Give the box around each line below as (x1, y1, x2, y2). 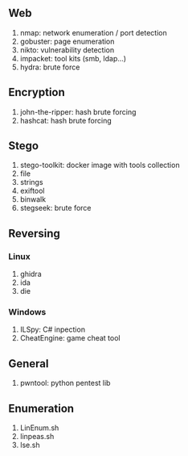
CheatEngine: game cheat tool (19, 333, 121, 343)
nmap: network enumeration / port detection (19, 27, 167, 37)
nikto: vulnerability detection (19, 44, 115, 55)
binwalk (19, 195, 47, 204)
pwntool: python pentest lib (19, 379, 111, 388)
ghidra (19, 270, 42, 279)
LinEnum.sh (19, 423, 59, 433)
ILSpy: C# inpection (19, 324, 86, 334)
